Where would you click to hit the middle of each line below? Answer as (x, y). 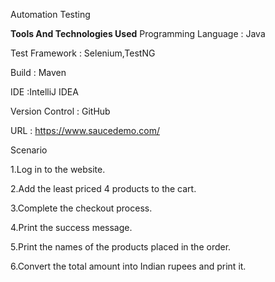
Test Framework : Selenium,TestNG (83, 53)
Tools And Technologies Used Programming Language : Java (138, 33)
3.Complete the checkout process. (81, 208)
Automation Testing (50, 14)
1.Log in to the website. (58, 169)
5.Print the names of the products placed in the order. (121, 247)
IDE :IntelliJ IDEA (44, 92)
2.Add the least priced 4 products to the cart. (103, 188)
